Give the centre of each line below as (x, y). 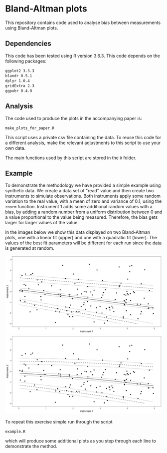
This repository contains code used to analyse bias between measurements (83, 23)
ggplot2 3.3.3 (20, 71)
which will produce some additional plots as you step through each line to (81, 441)
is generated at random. (30, 248)
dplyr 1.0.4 (17, 81)
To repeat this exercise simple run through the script (59, 422)
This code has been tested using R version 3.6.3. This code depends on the (83, 56)
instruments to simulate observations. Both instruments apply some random (83, 196)
